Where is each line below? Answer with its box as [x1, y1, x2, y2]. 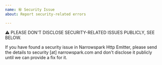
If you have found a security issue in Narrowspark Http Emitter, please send [5, 44, 157, 50]
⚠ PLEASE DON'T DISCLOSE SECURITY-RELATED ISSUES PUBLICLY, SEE [5, 29, 155, 35]
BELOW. [5, 35, 21, 41]
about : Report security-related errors [5, 12, 86, 17]
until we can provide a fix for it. [5, 54, 67, 60]
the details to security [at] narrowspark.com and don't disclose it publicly [5, 49, 152, 55]
